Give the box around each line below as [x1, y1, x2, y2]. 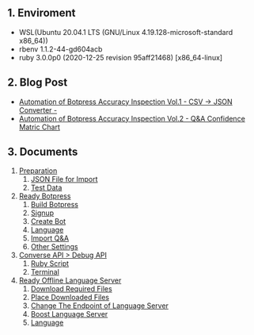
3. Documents [7, 145, 78, 159]
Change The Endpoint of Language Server [30, 301, 169, 310]
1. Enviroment [7, 6, 76, 20]
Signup [30, 208, 55, 218]
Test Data [30, 183, 63, 193]
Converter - [18, 105, 57, 114]
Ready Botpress [18, 191, 71, 201]
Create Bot [30, 217, 66, 226]
